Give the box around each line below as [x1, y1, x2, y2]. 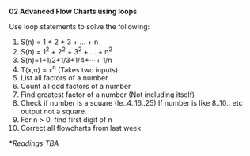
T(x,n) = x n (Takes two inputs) [20, 63, 119, 74]
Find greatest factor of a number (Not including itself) [20, 90, 195, 99]
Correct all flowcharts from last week [20, 124, 142, 133]
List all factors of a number [20, 73, 108, 83]
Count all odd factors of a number [20, 82, 131, 91]
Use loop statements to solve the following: [9, 22, 150, 31]
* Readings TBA [9, 139, 59, 148]
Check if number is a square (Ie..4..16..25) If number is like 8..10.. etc [20, 98, 244, 108]
